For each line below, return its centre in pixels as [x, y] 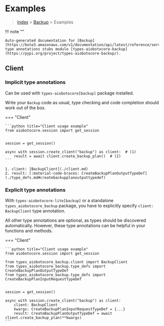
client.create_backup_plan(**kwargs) [43, 318]
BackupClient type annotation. [35, 210]
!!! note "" [15, 31]
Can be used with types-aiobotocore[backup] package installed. [70, 93]
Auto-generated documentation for [40, 40]
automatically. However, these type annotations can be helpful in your [75, 225]
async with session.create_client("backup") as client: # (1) [71, 152]
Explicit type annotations [35, 190]
